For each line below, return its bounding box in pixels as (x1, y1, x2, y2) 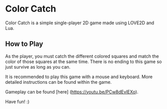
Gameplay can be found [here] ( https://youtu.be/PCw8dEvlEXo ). (5, 89, 139, 95)
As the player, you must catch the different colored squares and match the (5, 53, 159, 59)
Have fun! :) (5, 98, 30, 104)
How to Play (5, 40, 44, 48)
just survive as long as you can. (5, 64, 71, 70)
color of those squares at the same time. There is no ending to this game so (5, 59, 162, 65)
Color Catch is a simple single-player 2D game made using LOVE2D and (5, 20, 154, 26)
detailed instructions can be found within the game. (5, 79, 112, 85)
